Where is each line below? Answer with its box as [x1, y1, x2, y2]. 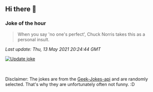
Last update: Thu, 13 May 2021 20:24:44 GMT [5, 46, 101, 52]
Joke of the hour [5, 20, 46, 27]
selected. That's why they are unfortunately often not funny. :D [5, 81, 135, 87]
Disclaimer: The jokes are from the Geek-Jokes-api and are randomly [5, 76, 148, 82]
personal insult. [17, 36, 50, 42]
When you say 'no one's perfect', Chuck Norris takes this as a [17, 31, 145, 37]
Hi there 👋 [5, 5, 37, 13]
